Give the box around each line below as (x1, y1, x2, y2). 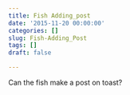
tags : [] (8, 42, 37, 49)
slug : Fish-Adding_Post (8, 34, 88, 42)
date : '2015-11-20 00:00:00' (8, 19, 105, 27)
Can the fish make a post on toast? (8, 77, 123, 87)
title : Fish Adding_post (8, 11, 91, 20)
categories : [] (8, 26, 59, 34)
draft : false (8, 49, 52, 57)
